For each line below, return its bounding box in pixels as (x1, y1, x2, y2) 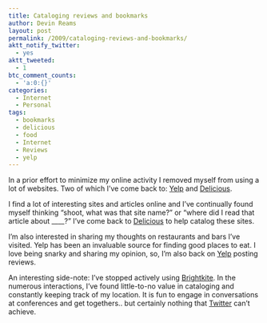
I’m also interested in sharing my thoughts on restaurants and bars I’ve (8, 232, 241, 241)
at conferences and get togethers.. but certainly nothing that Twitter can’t (8, 298, 250, 309)
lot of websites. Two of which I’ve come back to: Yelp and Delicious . (8, 184, 233, 193)
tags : (8, 109, 26, 117)
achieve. (8, 307, 37, 317)
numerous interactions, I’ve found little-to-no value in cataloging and (8, 281, 234, 291)
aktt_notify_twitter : (8, 42, 81, 50)
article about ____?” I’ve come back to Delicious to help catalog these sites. (8, 216, 254, 226)
